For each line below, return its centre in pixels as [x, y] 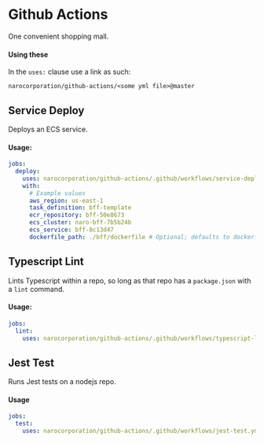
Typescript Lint [46, 262]
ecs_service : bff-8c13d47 [71, 230]
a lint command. [37, 289]
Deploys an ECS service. [48, 129]
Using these [28, 54]
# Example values [57, 193]
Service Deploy [46, 111]
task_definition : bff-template [80, 208]
